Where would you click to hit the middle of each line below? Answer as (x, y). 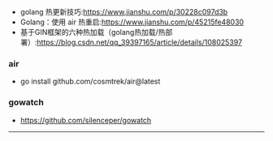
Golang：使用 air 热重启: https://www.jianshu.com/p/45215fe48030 (132, 22)
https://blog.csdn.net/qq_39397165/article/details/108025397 (139, 42)
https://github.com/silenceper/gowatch (86, 120)
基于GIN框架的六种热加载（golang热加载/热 (93, 32)
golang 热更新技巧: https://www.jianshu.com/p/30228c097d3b (124, 12)
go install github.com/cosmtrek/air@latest (90, 81)
